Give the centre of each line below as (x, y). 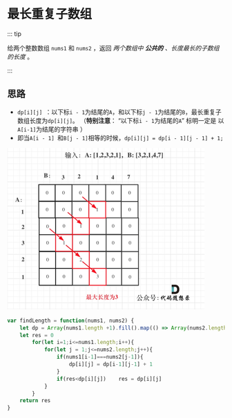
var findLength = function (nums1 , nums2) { (71, 321)
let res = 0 (37, 335)
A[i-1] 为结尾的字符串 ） (51, 129)
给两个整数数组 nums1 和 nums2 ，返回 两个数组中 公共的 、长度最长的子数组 (113, 48)
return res (35, 401)
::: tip (14, 34)
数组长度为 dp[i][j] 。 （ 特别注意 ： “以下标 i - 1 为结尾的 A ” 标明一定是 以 (120, 120)
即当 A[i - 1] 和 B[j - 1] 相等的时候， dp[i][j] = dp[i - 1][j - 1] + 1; (120, 137)
